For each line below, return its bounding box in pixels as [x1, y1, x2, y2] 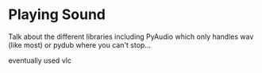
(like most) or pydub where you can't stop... [8, 40, 152, 49]
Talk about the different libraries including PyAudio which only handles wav [8, 32, 254, 41]
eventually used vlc [8, 56, 71, 65]
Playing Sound [8, 6, 106, 24]
